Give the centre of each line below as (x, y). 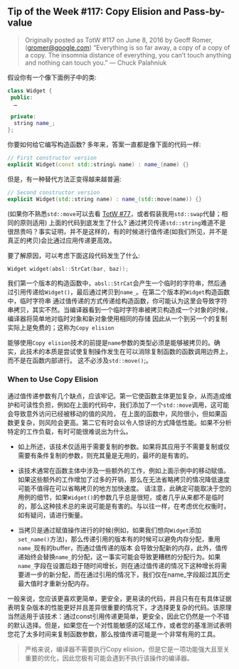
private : (23, 117)
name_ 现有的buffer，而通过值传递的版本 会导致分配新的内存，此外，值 (119, 547)
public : (22, 97)
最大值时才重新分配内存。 (55, 583)
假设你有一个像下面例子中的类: (52, 77)
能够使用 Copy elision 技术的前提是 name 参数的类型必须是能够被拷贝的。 (111, 343)
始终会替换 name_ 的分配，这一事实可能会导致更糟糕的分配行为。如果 (122, 557)
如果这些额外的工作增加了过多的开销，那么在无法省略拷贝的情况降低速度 (123, 479)
